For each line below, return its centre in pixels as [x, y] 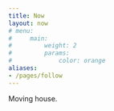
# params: [39, 53]
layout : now [28, 23]
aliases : [23, 68]
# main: [28, 38]
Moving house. [33, 98]
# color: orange [57, 61]
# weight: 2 [43, 46]
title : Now [26, 16]
